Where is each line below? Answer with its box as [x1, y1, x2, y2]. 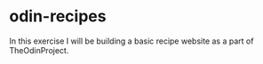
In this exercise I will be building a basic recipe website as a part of [9, 36, 254, 46]
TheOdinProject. [9, 44, 69, 55]
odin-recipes [9, 6, 107, 27]
